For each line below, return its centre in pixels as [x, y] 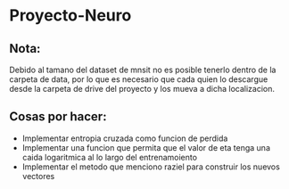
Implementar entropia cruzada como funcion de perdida [125, 138]
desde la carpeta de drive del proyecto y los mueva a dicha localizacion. [142, 89]
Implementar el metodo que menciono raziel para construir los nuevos [151, 167]
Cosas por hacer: [58, 117]
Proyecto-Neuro [70, 16]
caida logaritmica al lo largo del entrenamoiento [110, 157]
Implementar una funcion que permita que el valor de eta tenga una [146, 147]
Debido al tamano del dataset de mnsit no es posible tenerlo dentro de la [143, 70]
